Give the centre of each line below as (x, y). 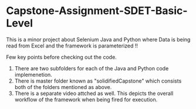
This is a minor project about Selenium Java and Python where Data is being (98, 39)
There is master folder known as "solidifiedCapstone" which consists (98, 81)
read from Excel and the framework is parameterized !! (72, 46)
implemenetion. (33, 74)
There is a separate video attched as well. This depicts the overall (94, 93)
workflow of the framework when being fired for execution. (86, 99)
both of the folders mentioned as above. (63, 87)
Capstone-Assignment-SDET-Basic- (97, 11)
